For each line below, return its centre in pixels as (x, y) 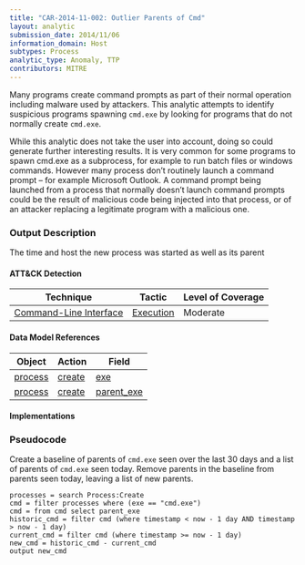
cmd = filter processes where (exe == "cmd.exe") (106, 503)
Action (72, 361)
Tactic (153, 297)
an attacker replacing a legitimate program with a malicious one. (130, 209)
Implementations (42, 416)
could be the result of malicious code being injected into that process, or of (151, 199)
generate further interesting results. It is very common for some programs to (152, 150)
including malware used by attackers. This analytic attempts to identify (142, 104)
